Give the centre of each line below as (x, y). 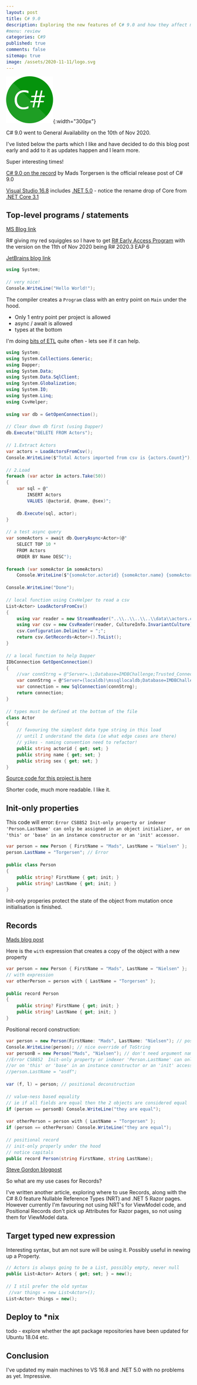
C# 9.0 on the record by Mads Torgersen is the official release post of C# (94, 173)
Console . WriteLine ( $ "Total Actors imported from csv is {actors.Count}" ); (99, 458)
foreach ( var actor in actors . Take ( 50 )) (56, 476)
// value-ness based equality (43, 1097)
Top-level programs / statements (67, 215)
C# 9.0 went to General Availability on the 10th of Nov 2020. (79, 133)
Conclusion (28, 1356)
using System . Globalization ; (42, 384)
